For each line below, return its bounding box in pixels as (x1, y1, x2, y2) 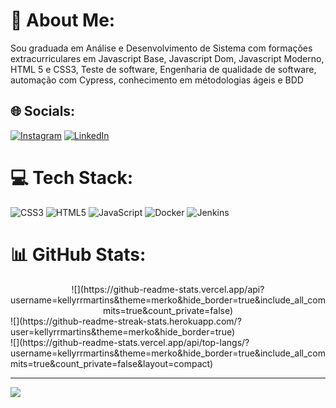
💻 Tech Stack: (10, 166, 134, 189)
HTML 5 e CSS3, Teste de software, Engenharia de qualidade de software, (10, 63, 317, 75)
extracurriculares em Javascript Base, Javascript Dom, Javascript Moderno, (10, 52, 325, 64)
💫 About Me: (10, 9, 116, 32)
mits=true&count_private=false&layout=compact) (10, 357, 214, 369)
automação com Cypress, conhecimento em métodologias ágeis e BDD (10, 74, 304, 86)
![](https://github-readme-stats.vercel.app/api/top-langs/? (10, 336, 250, 348)
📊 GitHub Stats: (10, 243, 147, 266)
